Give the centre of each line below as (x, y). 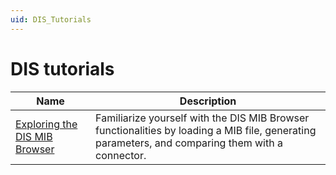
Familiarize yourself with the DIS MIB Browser (202, 118)
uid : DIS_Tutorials (51, 19)
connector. (121, 155)
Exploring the (46, 124)
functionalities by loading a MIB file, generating (206, 130)
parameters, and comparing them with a (189, 143)
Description (208, 101)
